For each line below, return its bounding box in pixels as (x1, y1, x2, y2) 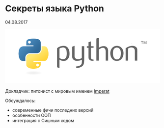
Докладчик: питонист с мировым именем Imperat (5, 88, 109, 94)
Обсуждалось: (5, 98, 36, 103)
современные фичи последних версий (12, 107, 94, 113)
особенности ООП (12, 112, 51, 118)
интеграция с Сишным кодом (12, 117, 75, 123)
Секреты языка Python (5, 3, 105, 14)
